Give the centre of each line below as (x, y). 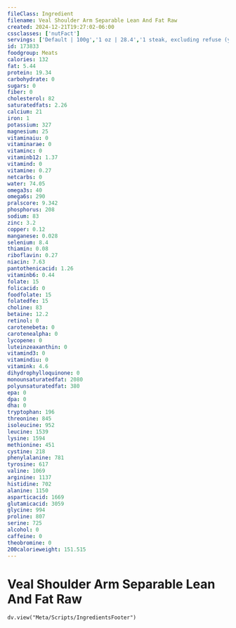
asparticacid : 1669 (36, 497)
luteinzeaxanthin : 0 (38, 347)
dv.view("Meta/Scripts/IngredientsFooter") (72, 618)
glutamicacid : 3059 (36, 504)
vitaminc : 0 (25, 151)
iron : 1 (19, 118)
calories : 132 (28, 60)
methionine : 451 (31, 445)
